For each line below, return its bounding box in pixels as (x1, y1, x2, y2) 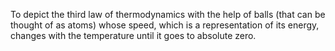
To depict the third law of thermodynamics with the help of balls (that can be (10, 9, 326, 20)
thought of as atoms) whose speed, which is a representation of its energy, (10, 19, 320, 31)
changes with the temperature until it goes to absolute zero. (10, 30, 257, 41)
